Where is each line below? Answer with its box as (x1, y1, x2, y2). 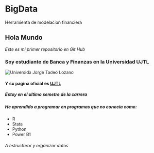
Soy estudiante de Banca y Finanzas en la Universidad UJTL (5, 58, 149, 65)
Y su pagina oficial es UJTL (5, 80, 61, 86)
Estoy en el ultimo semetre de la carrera (5, 92, 87, 97)
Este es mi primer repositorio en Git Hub (5, 46, 85, 52)
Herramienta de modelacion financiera (5, 19, 82, 25)
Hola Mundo (5, 33, 43, 42)
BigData (5, 3, 38, 15)
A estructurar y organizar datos (5, 142, 68, 148)
